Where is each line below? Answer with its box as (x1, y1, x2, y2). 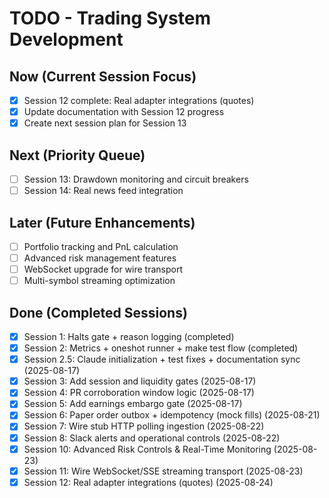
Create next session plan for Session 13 (23, 117, 187, 129)
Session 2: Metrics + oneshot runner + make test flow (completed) (23, 342, 299, 354)
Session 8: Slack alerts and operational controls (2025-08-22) (23, 432, 281, 444)
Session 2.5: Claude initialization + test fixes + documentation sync (23, 353, 301, 366)
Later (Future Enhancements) (9, 214, 196, 231)
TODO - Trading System (9, 7, 211, 30)
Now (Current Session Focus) (9, 68, 197, 85)
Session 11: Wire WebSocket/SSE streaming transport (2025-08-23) (23, 465, 304, 477)
